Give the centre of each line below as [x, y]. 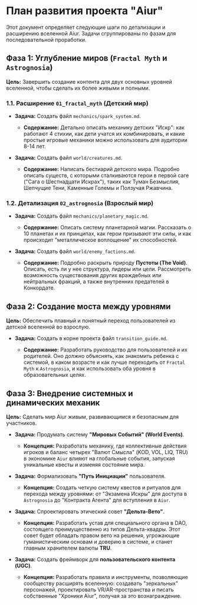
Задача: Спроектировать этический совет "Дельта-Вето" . [90, 511]
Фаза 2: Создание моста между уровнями [88, 306]
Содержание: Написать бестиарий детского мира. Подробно [101, 169]
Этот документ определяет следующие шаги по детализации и [86, 27]
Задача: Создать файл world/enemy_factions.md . [75, 251]
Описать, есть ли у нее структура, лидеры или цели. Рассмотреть [107, 269]
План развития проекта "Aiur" [85, 11]
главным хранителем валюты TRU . [68, 548]
